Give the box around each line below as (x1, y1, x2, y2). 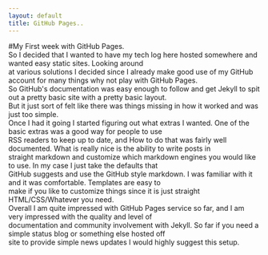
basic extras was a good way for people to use (8, 126, 162, 136)
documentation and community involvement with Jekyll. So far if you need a (8, 220, 259, 229)
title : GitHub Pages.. (8, 19, 84, 27)
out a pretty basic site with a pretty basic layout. (8, 92, 167, 102)
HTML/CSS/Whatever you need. (8, 194, 114, 204)
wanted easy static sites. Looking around (8, 58, 144, 68)
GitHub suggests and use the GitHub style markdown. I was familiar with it (8, 169, 254, 179)
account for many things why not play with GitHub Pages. (8, 75, 198, 85)
